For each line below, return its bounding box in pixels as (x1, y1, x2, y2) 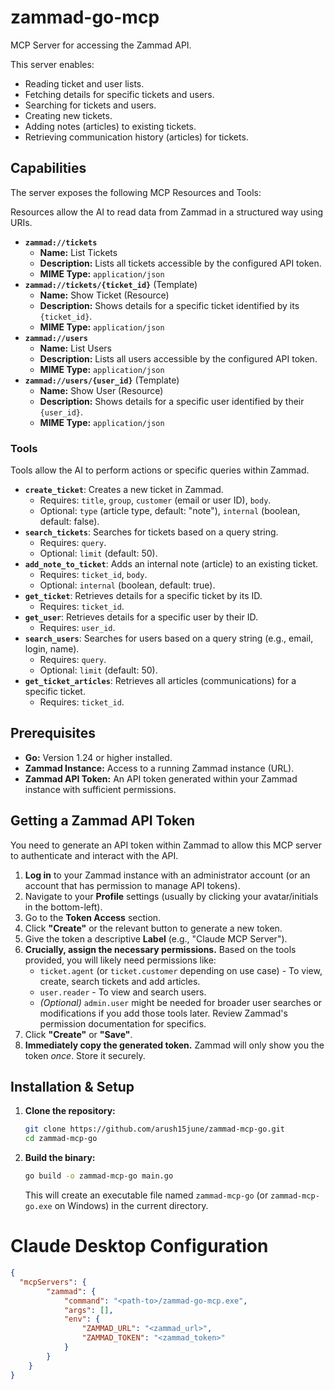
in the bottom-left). (24, 901, 103, 913)
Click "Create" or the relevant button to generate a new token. (24, 922, 283, 934)
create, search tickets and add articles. (39, 975, 201, 987)
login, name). (24, 643, 80, 655)
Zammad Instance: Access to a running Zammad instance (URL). (24, 762, 295, 774)
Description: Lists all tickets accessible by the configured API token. (39, 257, 322, 269)
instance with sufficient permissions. (24, 783, 177, 795)
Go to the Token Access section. (24, 911, 162, 923)
